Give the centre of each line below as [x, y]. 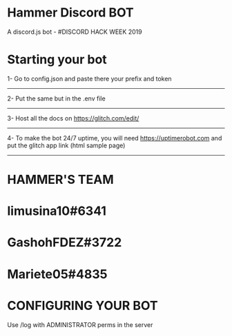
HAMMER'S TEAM [60, 180]
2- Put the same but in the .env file [56, 98]
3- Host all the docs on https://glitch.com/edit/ [73, 118]
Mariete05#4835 [57, 274]
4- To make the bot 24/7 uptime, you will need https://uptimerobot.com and [115, 138]
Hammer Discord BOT [71, 13]
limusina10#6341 [57, 211]
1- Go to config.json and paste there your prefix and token [89, 78]
